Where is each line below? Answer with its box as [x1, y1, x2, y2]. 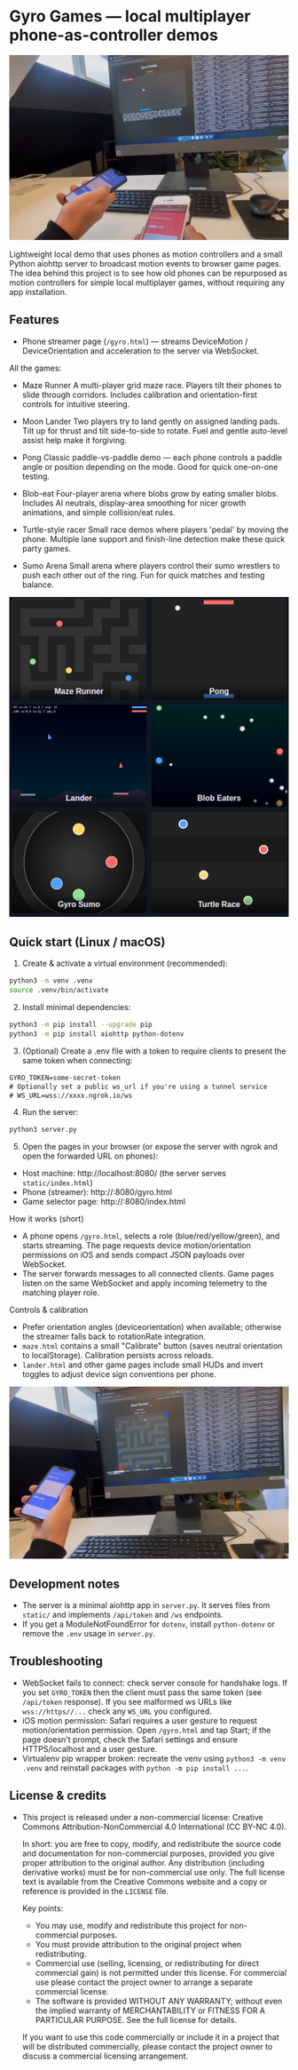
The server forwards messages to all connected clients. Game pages [21, 1268, 275, 1278]
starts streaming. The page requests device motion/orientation [21, 1239, 251, 1250]
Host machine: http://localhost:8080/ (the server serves [21, 1167, 226, 1178]
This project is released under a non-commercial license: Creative [21, 1811, 263, 1822]
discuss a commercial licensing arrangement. [21, 2050, 189, 2061]
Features [9, 313, 59, 328]
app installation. [9, 286, 67, 297]
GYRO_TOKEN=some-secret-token [9, 1073, 122, 1082]
